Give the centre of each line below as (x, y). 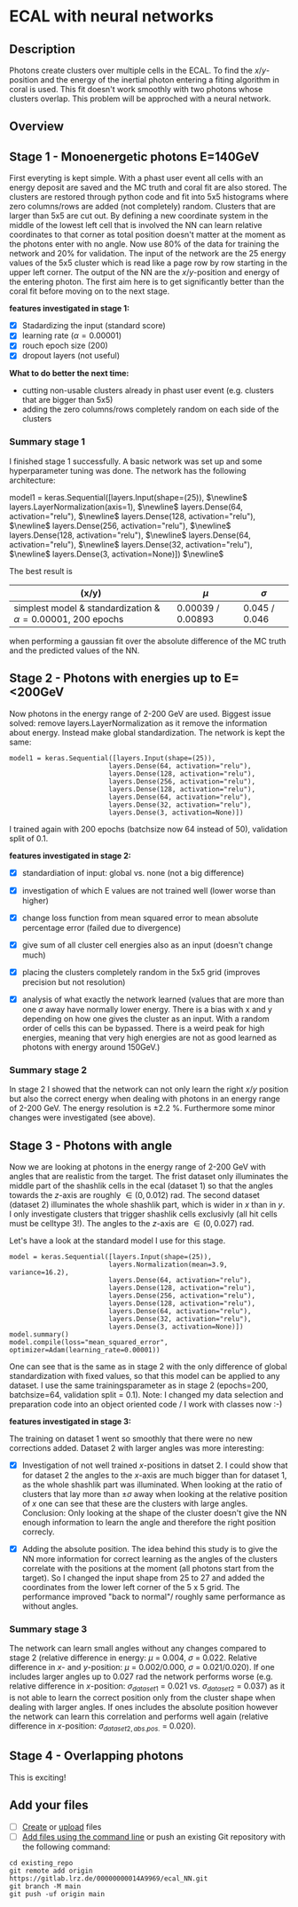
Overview (37, 126)
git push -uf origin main (57, 1894)
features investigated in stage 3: (70, 1422)
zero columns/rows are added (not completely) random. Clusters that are (143, 207)
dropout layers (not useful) (71, 356)
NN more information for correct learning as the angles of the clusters (149, 1559)
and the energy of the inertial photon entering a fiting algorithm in (160, 80)
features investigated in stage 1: (70, 309)
